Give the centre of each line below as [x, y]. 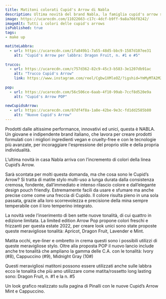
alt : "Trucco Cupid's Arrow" [44, 74]
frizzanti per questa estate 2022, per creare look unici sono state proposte [81, 225]
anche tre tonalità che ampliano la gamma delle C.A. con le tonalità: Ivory [79, 251]
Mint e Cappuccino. [25, 291]
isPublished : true [24, 28]
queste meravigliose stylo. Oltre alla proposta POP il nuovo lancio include [80, 246]
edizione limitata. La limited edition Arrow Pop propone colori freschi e [77, 221]
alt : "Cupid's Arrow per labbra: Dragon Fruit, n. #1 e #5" [77, 55]
